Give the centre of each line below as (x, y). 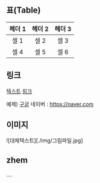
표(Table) (23, 10)
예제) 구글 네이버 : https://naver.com (50, 104)
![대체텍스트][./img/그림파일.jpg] (45, 141)
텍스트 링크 (19, 91)
